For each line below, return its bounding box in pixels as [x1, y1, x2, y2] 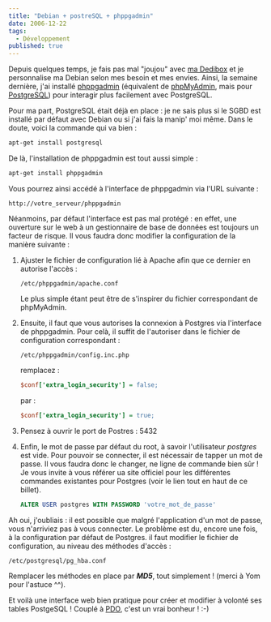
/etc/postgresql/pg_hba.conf [8, 556, 107, 564]
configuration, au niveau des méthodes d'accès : [8, 541, 171, 551]
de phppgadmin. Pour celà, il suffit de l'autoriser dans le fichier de [19, 326, 241, 337]
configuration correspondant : [19, 335, 121, 345]
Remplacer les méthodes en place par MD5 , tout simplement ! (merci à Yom [8, 571, 260, 581]
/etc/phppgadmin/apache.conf [19, 279, 119, 288]
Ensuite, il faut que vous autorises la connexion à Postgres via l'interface [19, 318, 262, 328]
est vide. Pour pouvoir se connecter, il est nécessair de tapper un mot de [19, 450, 263, 460]
